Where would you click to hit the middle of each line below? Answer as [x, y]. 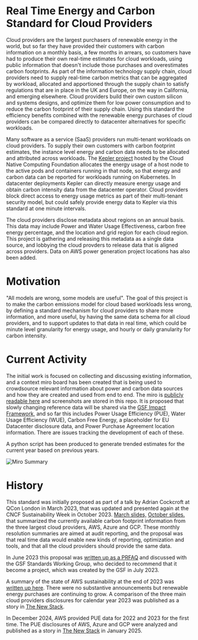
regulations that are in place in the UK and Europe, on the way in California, [98, 90]
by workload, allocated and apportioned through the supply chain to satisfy [98, 83]
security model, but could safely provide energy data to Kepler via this [92, 202]
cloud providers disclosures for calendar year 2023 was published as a [92, 600]
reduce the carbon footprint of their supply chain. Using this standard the [95, 109]
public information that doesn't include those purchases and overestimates [97, 65]
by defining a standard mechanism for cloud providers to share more [90, 310]
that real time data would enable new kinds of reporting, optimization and [95, 539]
